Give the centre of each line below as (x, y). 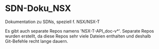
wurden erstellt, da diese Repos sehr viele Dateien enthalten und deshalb (78, 36)
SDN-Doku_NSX (38, 8)
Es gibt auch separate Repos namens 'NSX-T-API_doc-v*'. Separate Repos (79, 31)
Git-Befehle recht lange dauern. (37, 41)
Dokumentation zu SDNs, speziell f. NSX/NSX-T (53, 22)
